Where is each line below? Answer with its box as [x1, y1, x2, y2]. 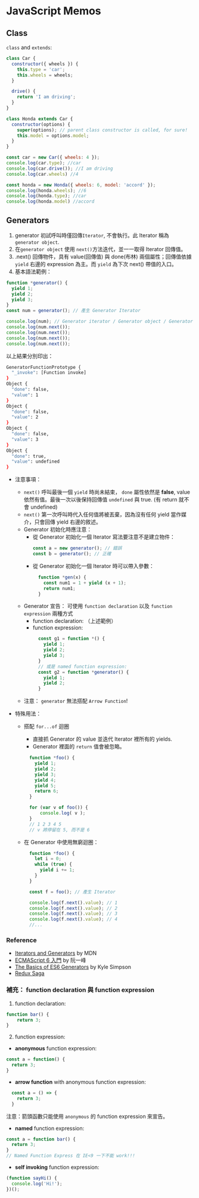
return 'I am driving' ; [17, 94, 76, 100]
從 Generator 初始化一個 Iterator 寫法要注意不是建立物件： [32, 533, 176, 540]
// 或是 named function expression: [38, 664, 128, 670]
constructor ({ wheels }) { [11, 61, 79, 67]
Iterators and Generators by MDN [14, 949, 97, 957]
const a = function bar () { [6, 1136, 76, 1142]
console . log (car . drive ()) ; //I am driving [6, 166, 113, 172]
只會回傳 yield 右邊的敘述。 [34, 518, 101, 525]
